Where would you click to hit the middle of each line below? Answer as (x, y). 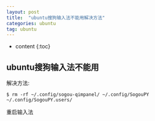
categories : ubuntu (31, 23)
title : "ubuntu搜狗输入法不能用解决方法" (56, 18)
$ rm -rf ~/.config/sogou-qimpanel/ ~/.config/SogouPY (78, 95)
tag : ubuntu (21, 29)
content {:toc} (33, 46)
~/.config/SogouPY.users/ (39, 100)
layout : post (23, 12)
